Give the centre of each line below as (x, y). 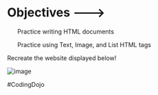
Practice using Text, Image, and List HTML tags (84, 44)
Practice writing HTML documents (66, 31)
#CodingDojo (26, 84)
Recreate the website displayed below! (62, 58)
